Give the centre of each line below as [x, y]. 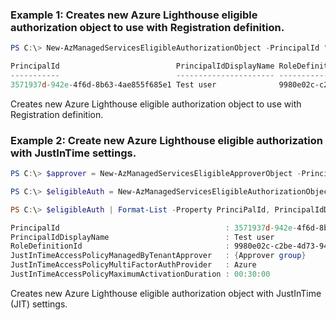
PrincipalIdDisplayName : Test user [142, 237]
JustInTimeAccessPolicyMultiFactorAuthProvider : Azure [133, 265]
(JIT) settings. [39, 304]
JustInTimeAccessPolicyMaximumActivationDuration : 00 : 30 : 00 [140, 274]
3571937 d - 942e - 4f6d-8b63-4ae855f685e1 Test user [113, 84]
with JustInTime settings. [73, 153]
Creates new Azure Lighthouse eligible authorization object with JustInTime [166, 293]
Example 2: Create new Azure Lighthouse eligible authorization [166, 140]
